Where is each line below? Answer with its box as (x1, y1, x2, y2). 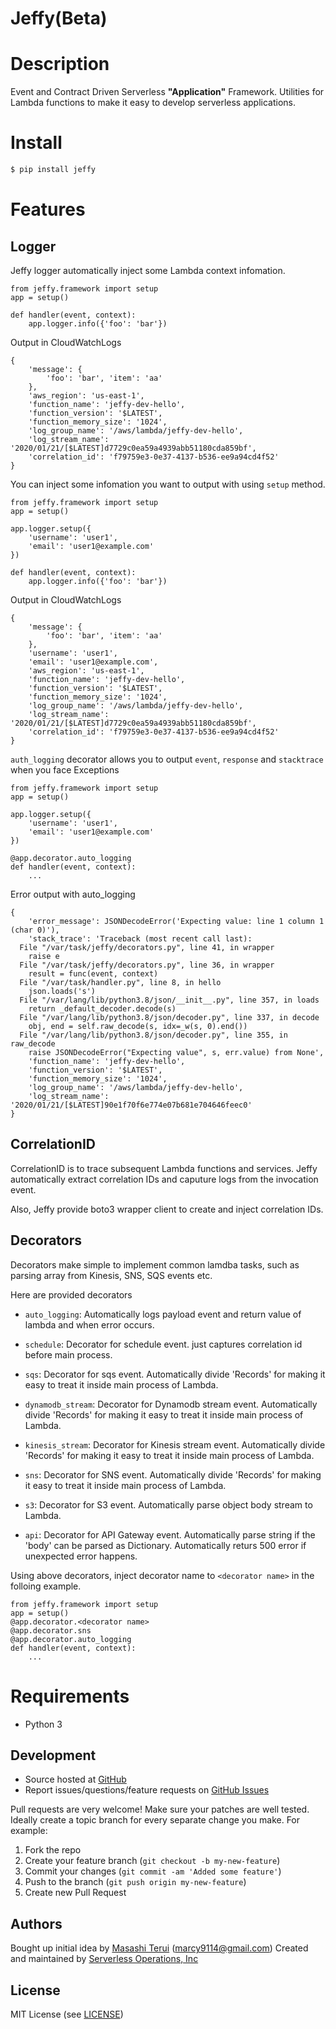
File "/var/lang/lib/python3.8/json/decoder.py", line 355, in (19, 1030, 288, 1040)
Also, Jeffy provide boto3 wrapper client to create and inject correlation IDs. (10, 1203, 324, 1215)
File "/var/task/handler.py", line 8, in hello (19, 977, 222, 987)
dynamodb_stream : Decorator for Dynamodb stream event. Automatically (24, 1398, 318, 1410)
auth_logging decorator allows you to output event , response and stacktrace (10, 753, 324, 765)
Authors (10, 1915, 63, 1932)
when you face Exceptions (10, 763, 120, 776)
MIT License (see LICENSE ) (10, 2008, 124, 2020)
